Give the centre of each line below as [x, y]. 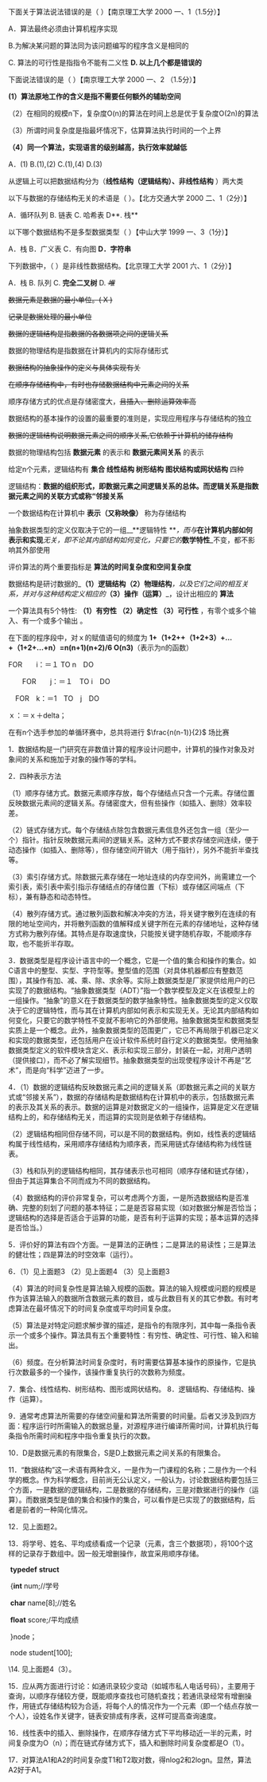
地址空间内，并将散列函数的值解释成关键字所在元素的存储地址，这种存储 [140, 924]
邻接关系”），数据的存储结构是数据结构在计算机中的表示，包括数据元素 [140, 1097]
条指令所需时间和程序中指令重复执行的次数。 [81, 1436]
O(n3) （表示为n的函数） [153, 647]
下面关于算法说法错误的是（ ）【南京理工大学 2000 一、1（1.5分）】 [116, 12]
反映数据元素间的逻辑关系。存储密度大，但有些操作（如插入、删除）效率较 [130, 803]
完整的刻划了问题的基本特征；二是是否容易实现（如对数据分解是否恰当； [140, 1208]
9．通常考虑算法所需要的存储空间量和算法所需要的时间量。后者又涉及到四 [129, 1416]
